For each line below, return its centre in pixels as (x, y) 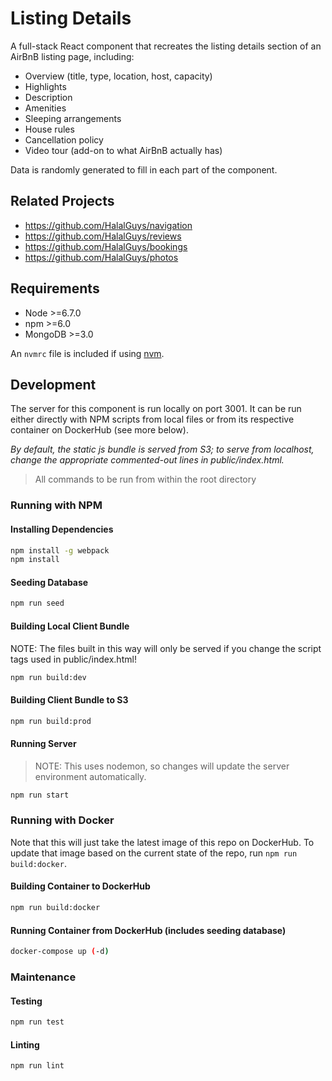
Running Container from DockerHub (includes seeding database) (148, 930)
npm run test (37, 1022)
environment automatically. (90, 776)
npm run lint (37, 1066)
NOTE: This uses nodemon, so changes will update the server (162, 766)
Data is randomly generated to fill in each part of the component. (144, 169)
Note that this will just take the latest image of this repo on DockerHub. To (162, 842)
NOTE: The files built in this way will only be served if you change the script (166, 648)
